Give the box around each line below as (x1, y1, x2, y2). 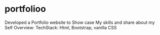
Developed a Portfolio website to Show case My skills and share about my (4, 19, 155, 25)
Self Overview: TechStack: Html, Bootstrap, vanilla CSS (4, 24, 117, 30)
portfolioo (4, 3, 46, 15)
